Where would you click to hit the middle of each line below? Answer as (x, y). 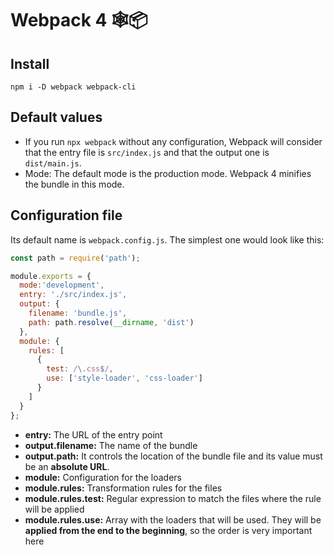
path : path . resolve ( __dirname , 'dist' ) (111, 322)
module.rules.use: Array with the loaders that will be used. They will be (173, 519)
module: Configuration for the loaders (103, 477)
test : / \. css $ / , (80, 369)
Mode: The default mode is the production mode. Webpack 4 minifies (168, 173)
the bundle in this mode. (74, 184)
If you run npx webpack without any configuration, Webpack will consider (173, 141)
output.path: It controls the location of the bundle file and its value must (173, 456)
